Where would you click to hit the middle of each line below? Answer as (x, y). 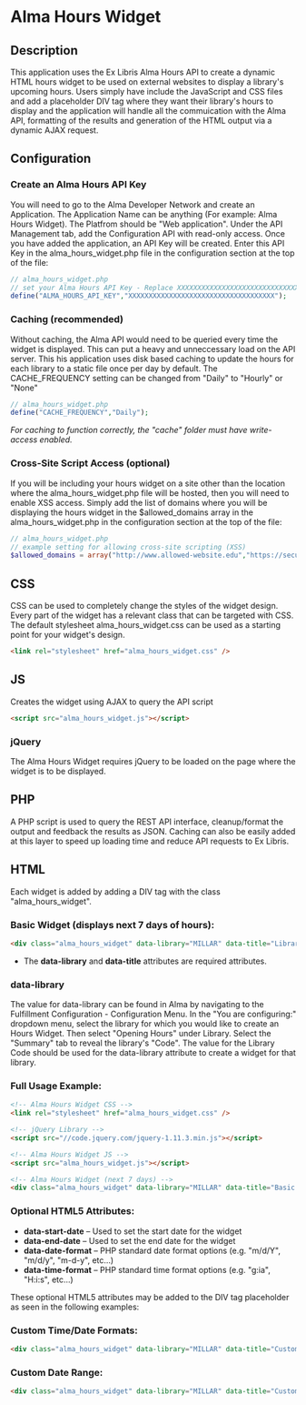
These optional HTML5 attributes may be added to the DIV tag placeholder (150, 1297)
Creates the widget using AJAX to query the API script (112, 702)
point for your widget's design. (68, 635)
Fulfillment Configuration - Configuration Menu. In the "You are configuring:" (153, 1014)
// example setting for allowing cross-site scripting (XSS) (128, 547)
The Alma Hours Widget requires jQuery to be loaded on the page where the (153, 761)
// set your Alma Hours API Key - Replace (92, 288)
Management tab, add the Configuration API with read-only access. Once (148, 233)
